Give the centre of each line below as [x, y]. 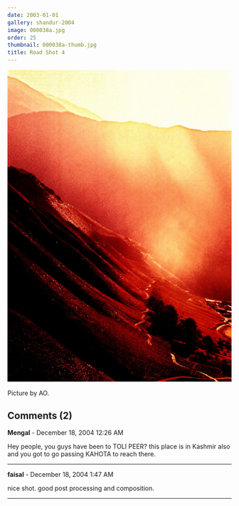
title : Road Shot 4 [36, 53]
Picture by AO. [28, 393]
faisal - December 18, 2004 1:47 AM [60, 475]
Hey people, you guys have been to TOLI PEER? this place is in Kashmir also [119, 447]
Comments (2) [40, 415]
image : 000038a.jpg [36, 30]
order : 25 [22, 38]
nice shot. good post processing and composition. [81, 488]
